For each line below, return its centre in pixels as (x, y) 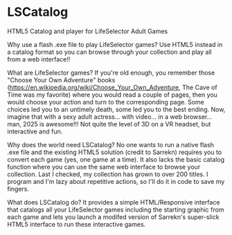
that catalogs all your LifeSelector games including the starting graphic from (116, 209)
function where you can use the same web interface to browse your (104, 167)
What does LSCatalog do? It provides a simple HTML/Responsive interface (114, 202)
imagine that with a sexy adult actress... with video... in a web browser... (110, 116)
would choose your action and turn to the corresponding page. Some (106, 102)
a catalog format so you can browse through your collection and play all (110, 52)
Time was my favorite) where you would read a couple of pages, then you (113, 95)
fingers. (18, 189)
